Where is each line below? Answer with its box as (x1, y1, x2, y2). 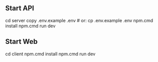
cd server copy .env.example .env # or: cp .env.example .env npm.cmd (5, 17, 153, 23)
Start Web (5, 37, 38, 46)
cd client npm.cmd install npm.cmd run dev (5, 50, 96, 57)
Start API (5, 4, 34, 13)
